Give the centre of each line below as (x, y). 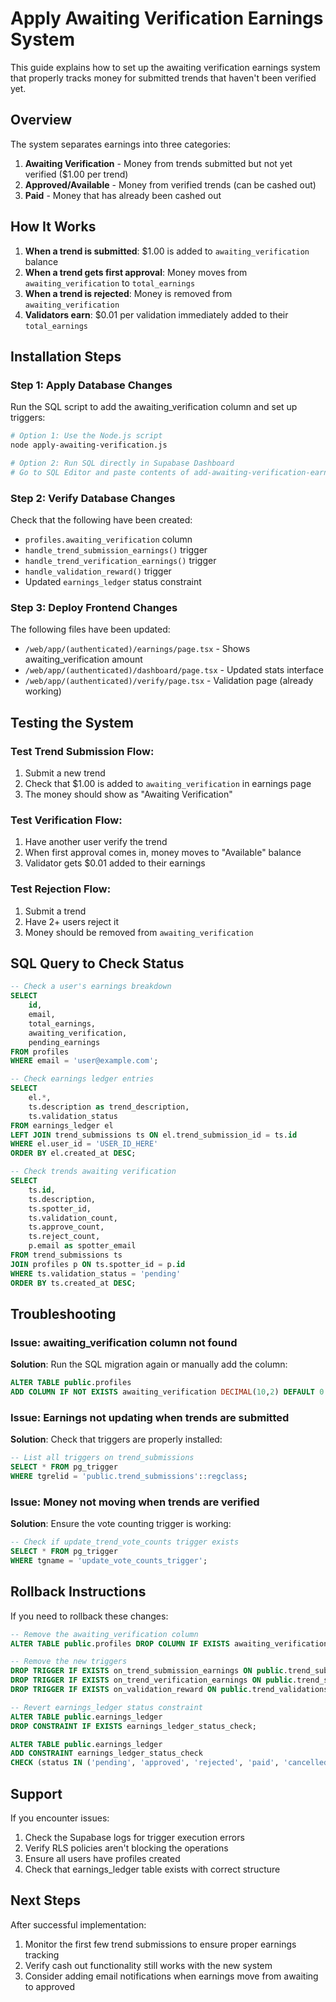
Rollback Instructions (78, 1592)
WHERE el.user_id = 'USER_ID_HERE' (84, 1144)
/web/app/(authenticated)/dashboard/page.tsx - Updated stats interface (174, 670)
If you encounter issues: (60, 1818)
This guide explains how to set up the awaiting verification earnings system (165, 67)
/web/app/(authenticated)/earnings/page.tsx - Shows (137, 649)
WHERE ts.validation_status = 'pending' (96, 1273)
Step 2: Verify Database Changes (93, 498)
